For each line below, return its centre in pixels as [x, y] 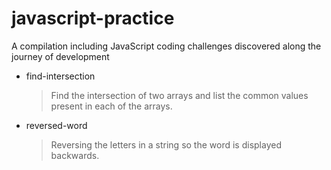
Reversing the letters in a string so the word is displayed [166, 144]
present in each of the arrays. [111, 106]
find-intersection [60, 76]
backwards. [75, 155]
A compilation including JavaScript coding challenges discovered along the [166, 46]
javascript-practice [93, 18]
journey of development [60, 56]
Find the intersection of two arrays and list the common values [179, 95]
